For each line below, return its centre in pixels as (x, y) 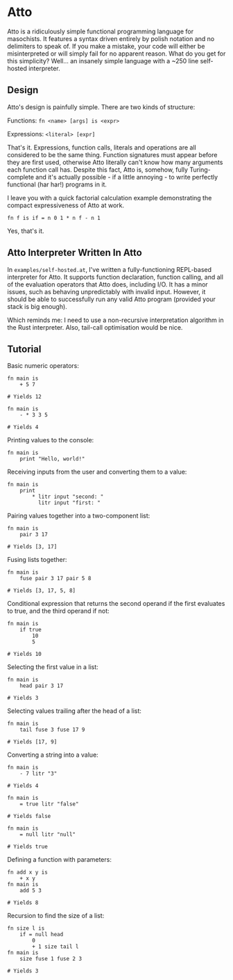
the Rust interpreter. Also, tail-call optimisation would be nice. (95, 327)
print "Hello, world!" (52, 459)
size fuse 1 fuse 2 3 (51, 959)
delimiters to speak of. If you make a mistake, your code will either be (106, 46)
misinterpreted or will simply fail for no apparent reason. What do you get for (116, 54)
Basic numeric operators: (43, 366)
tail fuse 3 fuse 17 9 (52, 730)
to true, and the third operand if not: (58, 611)
